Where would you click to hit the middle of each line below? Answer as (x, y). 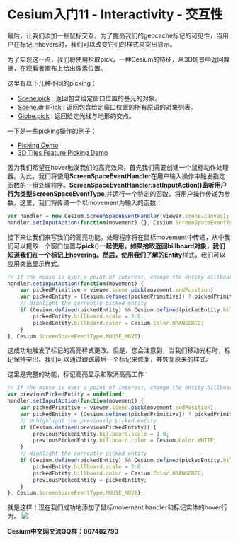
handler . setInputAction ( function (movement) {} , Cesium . (91, 223)
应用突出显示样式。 (35, 263)
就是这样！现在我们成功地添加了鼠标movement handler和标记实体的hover (114, 507)
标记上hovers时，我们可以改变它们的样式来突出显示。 (98, 44)
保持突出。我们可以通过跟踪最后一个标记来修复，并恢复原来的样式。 (113, 359)
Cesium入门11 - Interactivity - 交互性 (115, 15)
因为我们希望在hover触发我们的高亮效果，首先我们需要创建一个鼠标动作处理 (118, 167)
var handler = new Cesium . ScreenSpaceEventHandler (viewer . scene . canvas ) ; (119, 216)
